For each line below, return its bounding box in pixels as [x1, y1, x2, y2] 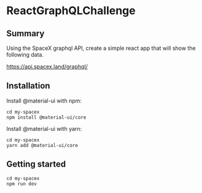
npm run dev [6, 181, 37, 187]
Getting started [6, 159, 66, 170]
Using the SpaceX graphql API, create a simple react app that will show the [6, 44, 196, 52]
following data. [6, 51, 44, 58]
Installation [6, 81, 50, 91]
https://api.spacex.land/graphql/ [6, 63, 88, 70]
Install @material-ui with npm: [6, 96, 82, 104]
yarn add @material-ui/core [6, 142, 79, 148]
